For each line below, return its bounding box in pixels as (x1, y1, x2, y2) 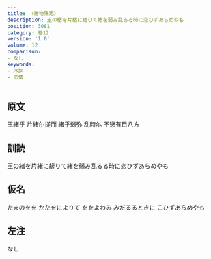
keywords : (7, 61, 36, 68)
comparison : (7, 49, 41, 56)
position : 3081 (7, 23, 51, 29)
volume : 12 (7, 42, 38, 49)
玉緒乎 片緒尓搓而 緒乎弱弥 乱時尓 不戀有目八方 (7, 121, 140, 129)
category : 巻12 (7, 29, 49, 36)
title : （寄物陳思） (7, 10, 59, 17)
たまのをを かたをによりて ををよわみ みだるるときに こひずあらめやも (7, 203, 206, 211)
